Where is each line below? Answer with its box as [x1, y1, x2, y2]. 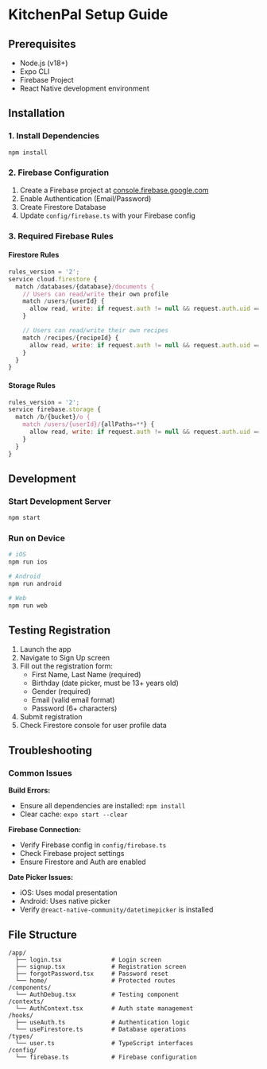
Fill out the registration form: [19, 661, 114, 671]
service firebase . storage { [8, 405, 102, 414]
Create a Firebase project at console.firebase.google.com [19, 185, 209, 195]
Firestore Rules [8, 250, 60, 260]
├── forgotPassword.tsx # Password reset [15, 970, 169, 978]
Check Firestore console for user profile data [19, 721, 167, 730]
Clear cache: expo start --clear [19, 809, 129, 819]
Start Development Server [8, 495, 111, 506]
